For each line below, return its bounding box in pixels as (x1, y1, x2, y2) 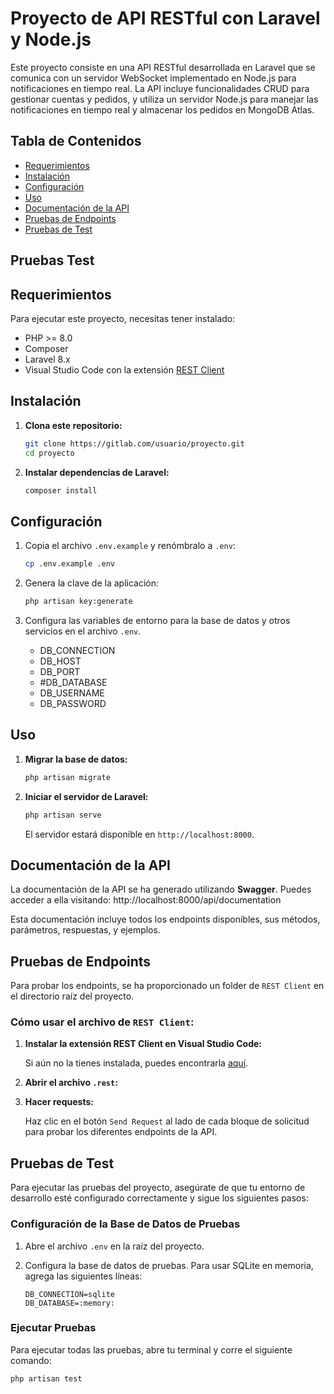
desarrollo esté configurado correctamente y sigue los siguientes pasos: (10, 1192, 309, 1204)
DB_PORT (39, 665, 81, 677)
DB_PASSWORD (39, 697, 107, 709)
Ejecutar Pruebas (10, 1321, 97, 1335)
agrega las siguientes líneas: (24, 1270, 143, 1282)
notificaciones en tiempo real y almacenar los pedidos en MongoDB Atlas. (10, 103, 315, 116)
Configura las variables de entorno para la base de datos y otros (24, 614, 291, 626)
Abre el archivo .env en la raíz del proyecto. (24, 1240, 205, 1252)
